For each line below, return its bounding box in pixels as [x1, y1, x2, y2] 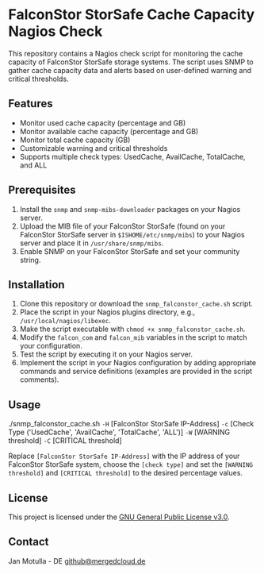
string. [19, 255, 41, 264]
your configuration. [19, 341, 83, 351]
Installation [8, 278, 65, 291]
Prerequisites [8, 183, 76, 197]
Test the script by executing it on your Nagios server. [19, 349, 193, 359]
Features [8, 97, 53, 110]
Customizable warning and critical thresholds [19, 143, 168, 152]
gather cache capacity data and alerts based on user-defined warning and [8, 65, 252, 75]
